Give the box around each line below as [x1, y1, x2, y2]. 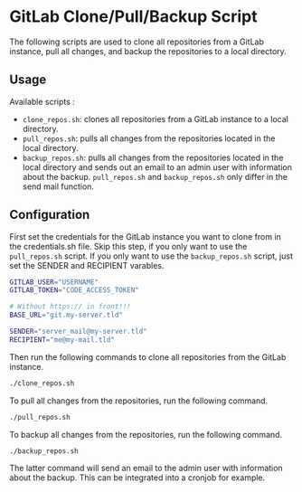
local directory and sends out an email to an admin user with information [22, 161, 292, 173]
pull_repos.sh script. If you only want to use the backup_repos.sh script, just [9, 251, 294, 261]
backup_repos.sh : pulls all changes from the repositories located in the [22, 152, 284, 163]
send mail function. [22, 181, 95, 192]
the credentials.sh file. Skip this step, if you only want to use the [9, 241, 248, 251]
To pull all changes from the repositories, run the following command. [9, 395, 269, 406]
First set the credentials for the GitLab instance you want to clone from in [9, 231, 282, 241]
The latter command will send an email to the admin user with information [9, 463, 283, 474]
